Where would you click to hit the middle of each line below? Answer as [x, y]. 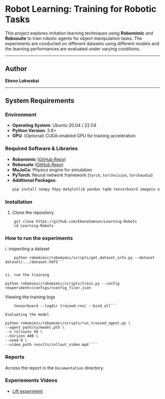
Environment [21, 115]
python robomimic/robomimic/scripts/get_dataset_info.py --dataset [84, 258]
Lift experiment [27, 391]
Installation [19, 201]
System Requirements [40, 101]
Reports [15, 357]
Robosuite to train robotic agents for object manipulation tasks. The [74, 38]
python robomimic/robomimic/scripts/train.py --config [62, 284]
